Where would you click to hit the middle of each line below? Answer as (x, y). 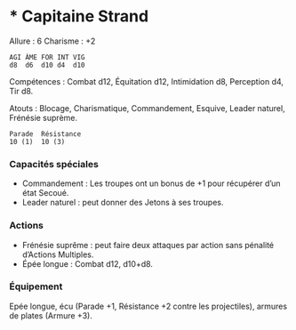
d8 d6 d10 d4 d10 (48, 65)
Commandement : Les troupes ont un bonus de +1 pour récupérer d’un (152, 183)
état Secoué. (45, 193)
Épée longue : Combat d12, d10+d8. (88, 263)
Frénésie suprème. (44, 117)
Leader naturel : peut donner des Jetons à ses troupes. (123, 203)
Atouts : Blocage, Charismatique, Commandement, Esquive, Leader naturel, (148, 108)
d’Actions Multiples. (58, 254)
